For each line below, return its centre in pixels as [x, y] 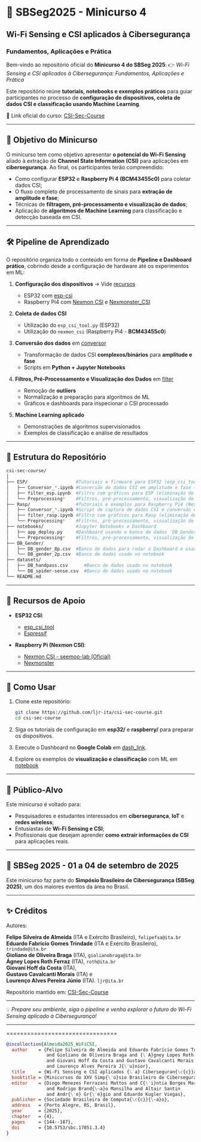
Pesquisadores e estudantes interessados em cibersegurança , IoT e [99, 816]
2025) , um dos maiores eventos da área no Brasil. [68, 886]
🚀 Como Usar [31, 687]
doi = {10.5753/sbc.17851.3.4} [59, 1128]
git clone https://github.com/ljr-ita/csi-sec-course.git [89, 713]
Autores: [17, 925]
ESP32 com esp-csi [48, 295]
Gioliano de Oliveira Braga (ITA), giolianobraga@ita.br [74, 955]
